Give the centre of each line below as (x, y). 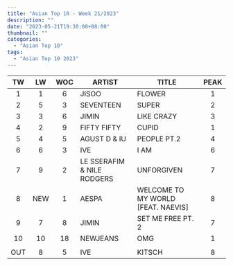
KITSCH (150, 252)
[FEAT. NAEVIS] (163, 207)
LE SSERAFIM (102, 161)
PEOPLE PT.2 (159, 139)
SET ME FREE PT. (165, 218)
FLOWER (152, 94)
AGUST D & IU (103, 139)
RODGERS (97, 179)
